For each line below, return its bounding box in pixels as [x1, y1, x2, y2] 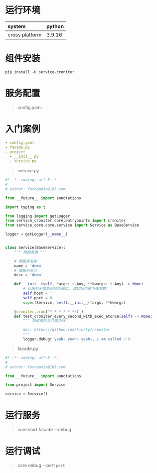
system [7, 23, 26, 30]
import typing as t [5, 205, 46, 210]
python [46, 23, 64, 30]
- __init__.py [9, 154, 39, 159]
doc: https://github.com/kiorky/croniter [23, 327, 111, 333]
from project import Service [5, 382, 66, 387]
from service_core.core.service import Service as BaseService [5, 223, 140, 228]
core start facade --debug [17, 427, 71, 433]
